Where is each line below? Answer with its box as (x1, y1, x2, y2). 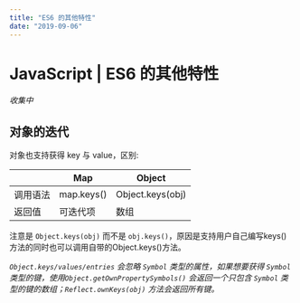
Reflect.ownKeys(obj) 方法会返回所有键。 (64, 284, 220, 295)
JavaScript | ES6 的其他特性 (9, 63, 220, 84)
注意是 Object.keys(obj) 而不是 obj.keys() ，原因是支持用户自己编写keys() (9, 231, 287, 241)
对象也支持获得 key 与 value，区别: (9, 150, 139, 161)
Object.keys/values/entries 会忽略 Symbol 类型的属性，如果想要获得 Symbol (9, 261, 291, 272)
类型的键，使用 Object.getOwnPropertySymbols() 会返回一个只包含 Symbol (9, 272, 278, 283)
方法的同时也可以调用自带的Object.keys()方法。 (9, 241, 187, 253)
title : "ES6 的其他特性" (9, 13, 97, 23)
